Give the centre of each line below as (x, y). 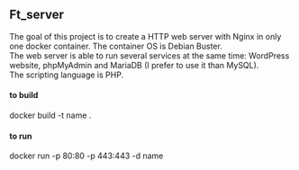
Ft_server (37, 15)
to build (24, 95)
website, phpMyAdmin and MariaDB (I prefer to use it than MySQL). (134, 65)
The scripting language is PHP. (67, 75)
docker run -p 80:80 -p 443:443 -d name (86, 156)
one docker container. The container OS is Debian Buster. (116, 46)
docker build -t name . (50, 115)
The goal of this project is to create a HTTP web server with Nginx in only (145, 36)
